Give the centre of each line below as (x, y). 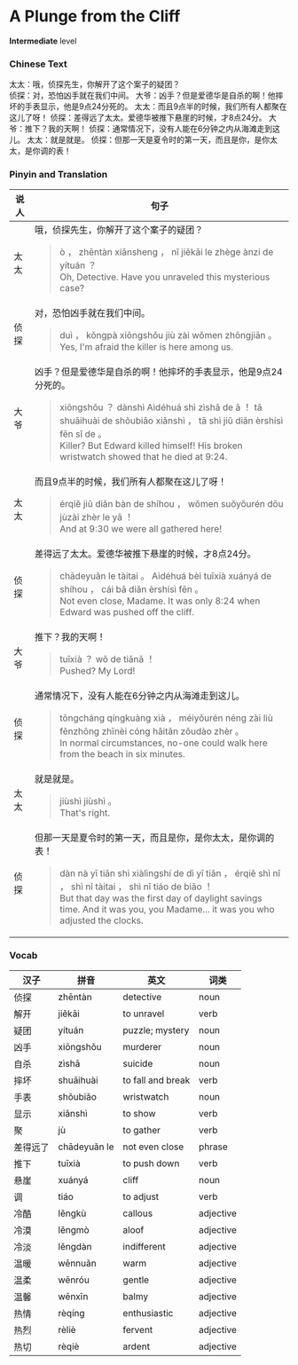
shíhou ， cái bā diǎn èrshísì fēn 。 (132, 589)
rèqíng (72, 1313)
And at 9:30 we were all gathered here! (141, 528)
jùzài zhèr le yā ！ (97, 517)
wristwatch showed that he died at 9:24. (144, 456)
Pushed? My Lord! (98, 670)
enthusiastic (148, 1313)
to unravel (144, 1014)
